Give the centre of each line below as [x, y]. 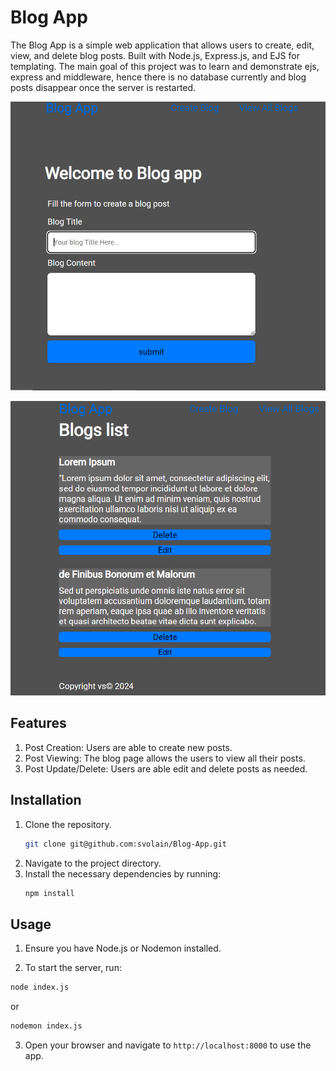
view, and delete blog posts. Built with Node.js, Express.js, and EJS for [155, 55]
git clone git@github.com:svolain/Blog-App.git [125, 844]
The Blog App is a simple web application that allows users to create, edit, [162, 45]
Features [38, 723]
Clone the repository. [68, 824]
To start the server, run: [73, 968]
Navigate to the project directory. [93, 863]
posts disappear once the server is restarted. [103, 87]
